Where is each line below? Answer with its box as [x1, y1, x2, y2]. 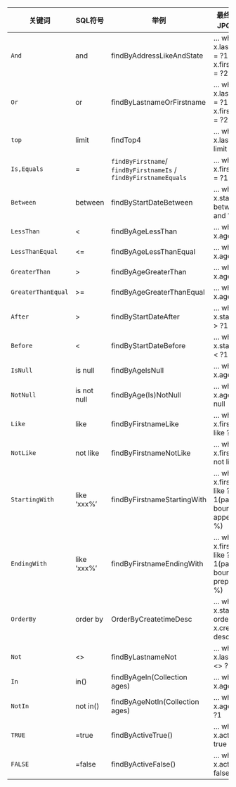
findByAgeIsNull [111, 366, 164, 375]
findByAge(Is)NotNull [111, 390, 181, 399]
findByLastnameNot [111, 652, 177, 662]
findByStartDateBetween [111, 198, 193, 207]
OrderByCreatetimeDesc [111, 615, 192, 624]
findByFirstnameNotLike [111, 448, 191, 458]
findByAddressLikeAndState [111, 51, 204, 60]
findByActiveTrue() [111, 731, 173, 740]
